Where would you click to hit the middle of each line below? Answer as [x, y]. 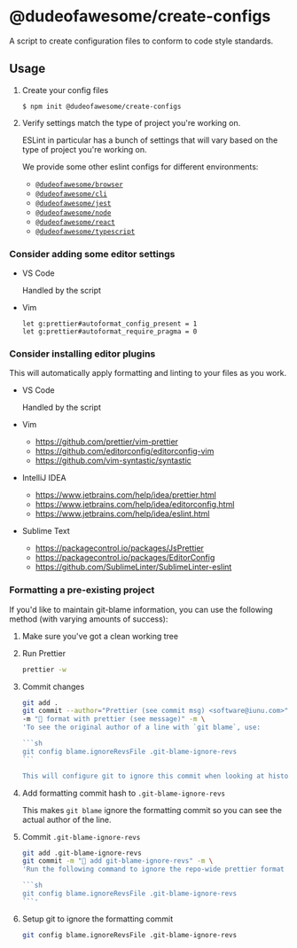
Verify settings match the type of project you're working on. [131, 122]
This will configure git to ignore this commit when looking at [143, 776]
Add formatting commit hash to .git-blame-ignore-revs [124, 793]
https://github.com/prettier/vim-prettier [107, 442]
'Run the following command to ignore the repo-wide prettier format [153, 870]
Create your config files [65, 90]
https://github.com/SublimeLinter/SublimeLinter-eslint [133, 567]
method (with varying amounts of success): [89, 619]
